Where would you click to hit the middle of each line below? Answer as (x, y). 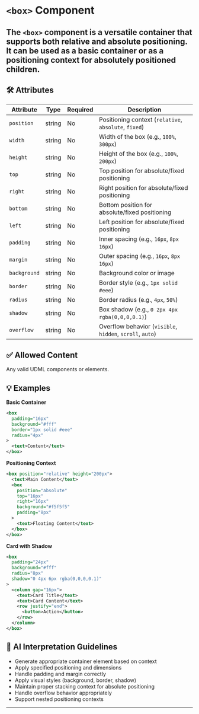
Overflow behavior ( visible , (138, 327)
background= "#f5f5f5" (43, 507)
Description (145, 110)
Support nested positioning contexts (59, 699)
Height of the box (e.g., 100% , (139, 154)
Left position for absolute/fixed (142, 222)
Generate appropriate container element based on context (86, 661)
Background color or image (137, 273)
